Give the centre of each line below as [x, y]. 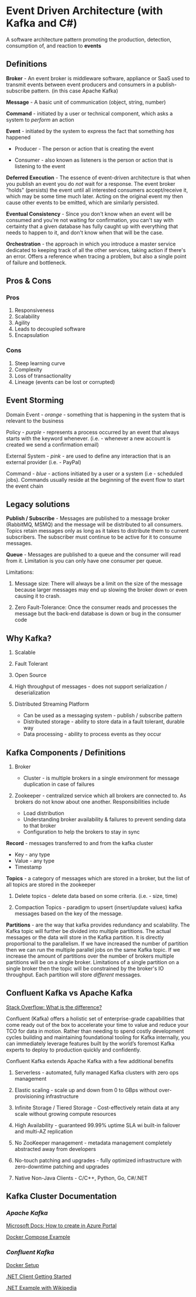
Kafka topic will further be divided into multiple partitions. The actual [89, 931]
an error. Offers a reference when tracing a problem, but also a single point [96, 256]
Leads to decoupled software [50, 329]
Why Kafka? [29, 638]
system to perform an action [40, 120]
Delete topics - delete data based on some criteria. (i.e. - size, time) [96, 896]
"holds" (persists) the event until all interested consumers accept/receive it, [97, 190]
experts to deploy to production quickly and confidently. [74, 1050]
